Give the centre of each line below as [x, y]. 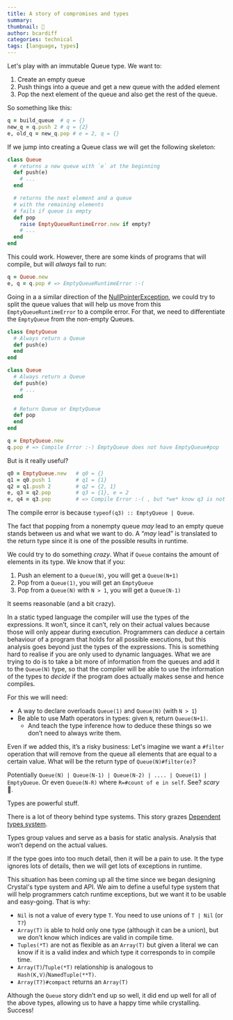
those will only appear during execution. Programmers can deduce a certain [116, 632]
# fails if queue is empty [53, 211]
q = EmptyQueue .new [35, 441]
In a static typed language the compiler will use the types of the [98, 617]
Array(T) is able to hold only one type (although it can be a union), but [118, 930]
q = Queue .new [28, 277]
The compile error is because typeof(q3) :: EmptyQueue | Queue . [101, 512]
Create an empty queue [51, 79]
